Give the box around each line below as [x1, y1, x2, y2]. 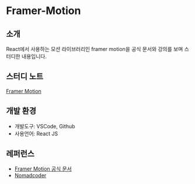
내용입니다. [21, 53, 47, 60]
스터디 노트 [6, 71, 44, 81]
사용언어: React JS [14, 130, 58, 137]
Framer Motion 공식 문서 [14, 165, 72, 172]
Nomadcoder [14, 172, 47, 179]
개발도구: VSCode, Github [14, 122, 75, 130]
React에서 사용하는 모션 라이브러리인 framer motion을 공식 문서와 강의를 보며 [6, 46, 183, 52]
